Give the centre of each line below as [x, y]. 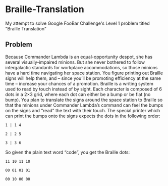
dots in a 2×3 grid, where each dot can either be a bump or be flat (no [78, 94]
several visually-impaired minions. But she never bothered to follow [75, 62]
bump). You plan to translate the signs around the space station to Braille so [84, 100]
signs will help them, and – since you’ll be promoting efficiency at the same [83, 78]
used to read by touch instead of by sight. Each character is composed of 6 [84, 89]
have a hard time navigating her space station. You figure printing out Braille [84, 73]
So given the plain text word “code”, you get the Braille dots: [68, 152]
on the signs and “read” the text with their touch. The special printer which [83, 110]
